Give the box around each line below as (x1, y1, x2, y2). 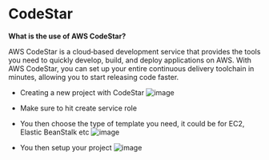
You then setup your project (19, 142, 112, 152)
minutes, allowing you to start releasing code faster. (8, 72, 179, 82)
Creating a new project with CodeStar (19, 87, 145, 97)
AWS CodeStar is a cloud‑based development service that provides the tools (8, 46, 261, 56)
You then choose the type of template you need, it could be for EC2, (19, 118, 245, 128)
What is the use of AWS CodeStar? (8, 31, 126, 41)
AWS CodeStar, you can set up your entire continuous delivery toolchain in (8, 63, 255, 73)
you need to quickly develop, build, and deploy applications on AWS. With (8, 55, 252, 65)
